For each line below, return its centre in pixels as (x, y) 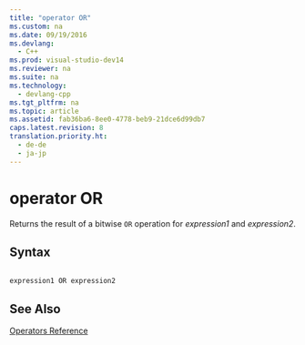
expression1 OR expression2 (63, 281)
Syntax (30, 252)
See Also (35, 309)
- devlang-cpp (44, 94)
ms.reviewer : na (40, 69)
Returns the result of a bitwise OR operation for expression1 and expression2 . (152, 223)
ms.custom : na (36, 26)
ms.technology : (38, 86)
